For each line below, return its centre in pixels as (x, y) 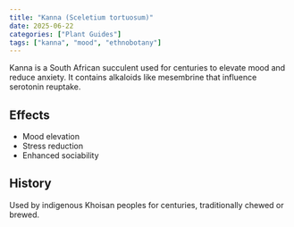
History (30, 184)
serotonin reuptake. (45, 87)
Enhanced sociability (61, 156)
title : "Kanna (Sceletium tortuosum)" (81, 17)
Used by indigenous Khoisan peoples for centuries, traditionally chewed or (147, 205)
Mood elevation (51, 137)
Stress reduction (52, 146)
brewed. (25, 214)
